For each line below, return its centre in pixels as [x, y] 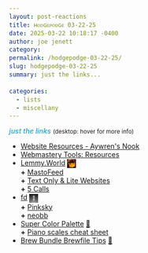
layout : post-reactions [48, 16]
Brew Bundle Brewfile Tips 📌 [67, 240]
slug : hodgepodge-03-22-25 [53, 67]
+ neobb [34, 215]
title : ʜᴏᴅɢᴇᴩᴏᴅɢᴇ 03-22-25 [53, 25]
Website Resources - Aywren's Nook [80, 146]
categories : [28, 91]
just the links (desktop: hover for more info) [72, 131]
